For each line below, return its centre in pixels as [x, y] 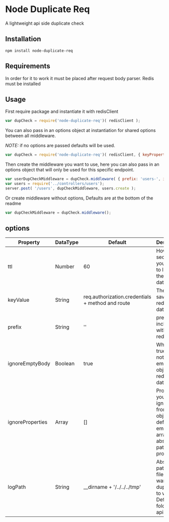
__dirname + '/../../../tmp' [112, 487]
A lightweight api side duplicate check [45, 23]
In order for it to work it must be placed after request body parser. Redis [80, 78]
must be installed [23, 84]
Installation [23, 39]
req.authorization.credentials [117, 297]
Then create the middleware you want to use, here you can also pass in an [82, 164]
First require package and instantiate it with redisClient [62, 111]
